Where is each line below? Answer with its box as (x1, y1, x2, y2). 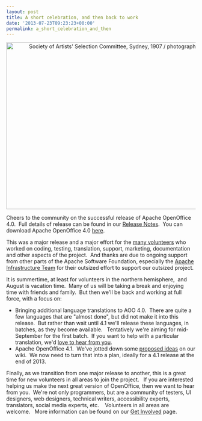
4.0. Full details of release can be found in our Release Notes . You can (6, 220, 183, 228)
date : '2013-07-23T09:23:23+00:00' (6, 20, 96, 26)
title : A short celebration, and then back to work (6, 14, 138, 20)
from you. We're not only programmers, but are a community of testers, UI (6, 389, 192, 396)
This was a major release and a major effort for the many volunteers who (6, 239, 186, 246)
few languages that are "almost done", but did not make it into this (14, 313, 179, 320)
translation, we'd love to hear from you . (14, 338, 112, 346)
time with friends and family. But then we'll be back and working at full (6, 288, 182, 296)
